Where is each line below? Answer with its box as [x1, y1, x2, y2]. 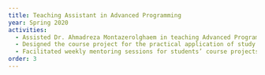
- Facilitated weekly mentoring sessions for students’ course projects [15, 48, 259, 55]
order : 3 [8, 55, 37, 63]
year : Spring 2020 [8, 19, 69, 27]
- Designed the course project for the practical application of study [15, 41, 256, 48]
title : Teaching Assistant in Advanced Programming [8, 11, 181, 20]
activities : [8, 26, 47, 34]
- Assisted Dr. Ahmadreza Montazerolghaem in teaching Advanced [15, 33, 231, 41]
